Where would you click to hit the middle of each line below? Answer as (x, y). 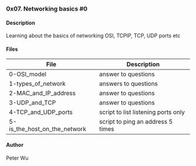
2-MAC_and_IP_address (42, 94)
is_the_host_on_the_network (48, 129)
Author (15, 144)
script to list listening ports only (142, 112)
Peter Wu (17, 158)
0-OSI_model (28, 74)
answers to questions (128, 84)
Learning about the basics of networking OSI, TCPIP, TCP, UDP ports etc (93, 36)
